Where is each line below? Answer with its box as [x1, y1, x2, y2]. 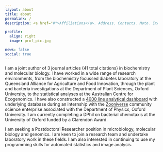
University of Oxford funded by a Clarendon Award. [5, 117, 108, 122]
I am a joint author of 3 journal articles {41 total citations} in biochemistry [5, 65, 150, 71]
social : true [5, 51, 32, 56]
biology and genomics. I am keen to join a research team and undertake [5, 131, 148, 137]
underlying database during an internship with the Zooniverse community [5, 101, 152, 107]
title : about [5, 12, 32, 17]
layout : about [5, 7, 34, 12]
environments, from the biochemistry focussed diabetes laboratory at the [5, 75, 151, 81]
